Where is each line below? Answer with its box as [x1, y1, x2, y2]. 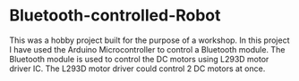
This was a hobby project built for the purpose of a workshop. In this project [9, 35, 290, 45]
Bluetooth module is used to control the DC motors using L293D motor [9, 53, 269, 64]
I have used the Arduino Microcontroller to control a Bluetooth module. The [9, 44, 286, 54]
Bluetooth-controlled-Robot [9, 5, 221, 26]
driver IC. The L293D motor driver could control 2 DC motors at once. [9, 63, 266, 74]
